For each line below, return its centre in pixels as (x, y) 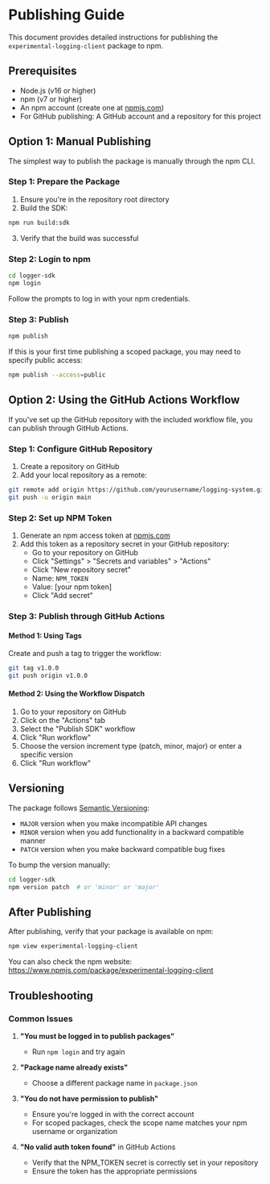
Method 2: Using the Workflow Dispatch (77, 694)
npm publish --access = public (57, 375)
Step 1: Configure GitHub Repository (80, 449)
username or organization (75, 1131)
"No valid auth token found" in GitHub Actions (98, 1147)
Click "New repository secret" (81, 569)
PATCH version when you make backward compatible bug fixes (123, 849)
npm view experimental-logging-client (73, 946)
